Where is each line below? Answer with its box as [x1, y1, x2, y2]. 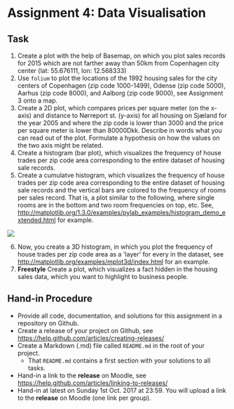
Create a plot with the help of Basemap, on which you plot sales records [17, 51, 226, 60]
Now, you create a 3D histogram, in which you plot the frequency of [17, 242, 213, 251]
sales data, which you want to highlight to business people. [17, 273, 188, 280]
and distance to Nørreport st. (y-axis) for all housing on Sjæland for [33, 111, 228, 119]
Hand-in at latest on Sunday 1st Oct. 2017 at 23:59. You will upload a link [17, 386, 226, 394]
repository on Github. [17, 318, 79, 327]
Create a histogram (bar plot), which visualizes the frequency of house [17, 149, 222, 157]
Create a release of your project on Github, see [17, 326, 153, 335]
